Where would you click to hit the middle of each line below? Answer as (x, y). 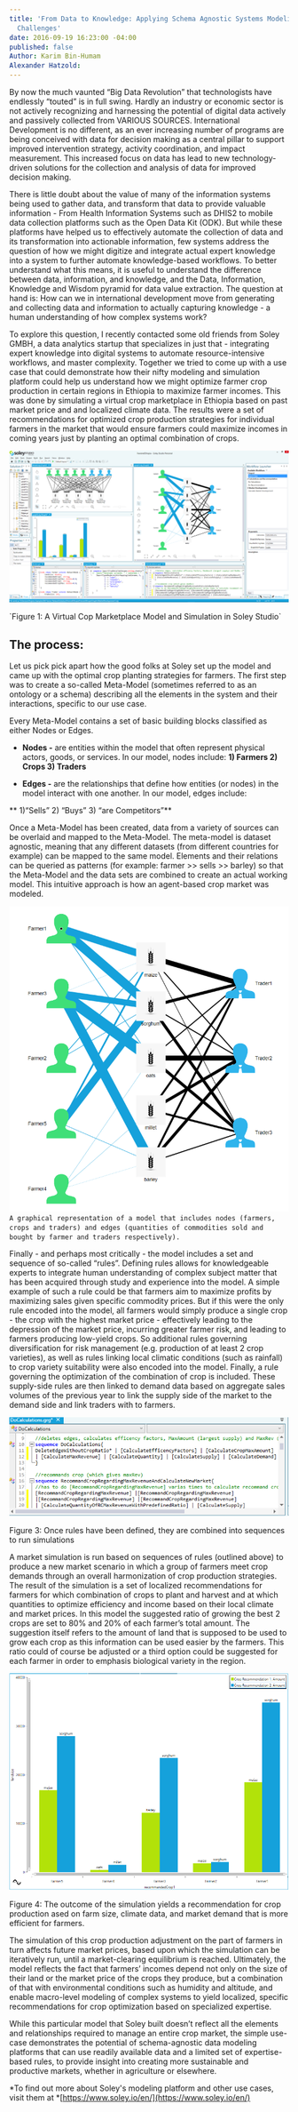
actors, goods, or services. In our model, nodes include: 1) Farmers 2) (149, 756)
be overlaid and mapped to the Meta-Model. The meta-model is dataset (140, 836)
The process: (47, 644)
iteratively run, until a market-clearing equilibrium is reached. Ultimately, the (148, 1959)
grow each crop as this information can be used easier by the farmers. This (147, 1642)
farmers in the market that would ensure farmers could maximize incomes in (149, 428)
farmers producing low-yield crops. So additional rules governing (128, 1339)
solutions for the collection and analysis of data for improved (145, 168)
